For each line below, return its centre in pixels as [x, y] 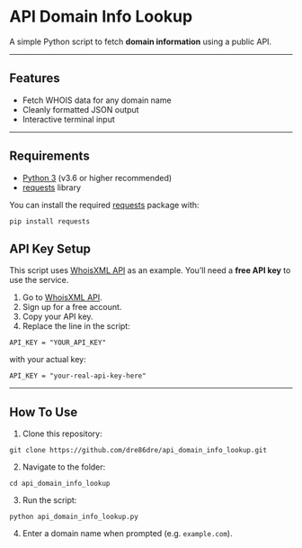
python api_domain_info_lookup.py [74, 517]
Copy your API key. [58, 316]
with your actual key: [48, 360]
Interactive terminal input [68, 119]
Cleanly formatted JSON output [80, 109]
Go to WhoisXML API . [62, 297]
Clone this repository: [62, 434]
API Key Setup [50, 248]
